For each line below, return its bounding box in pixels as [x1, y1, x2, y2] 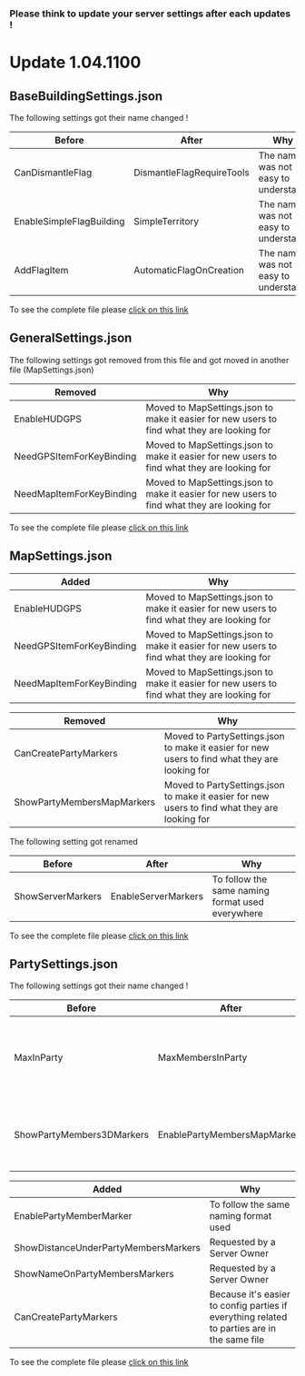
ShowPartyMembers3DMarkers [14, 1129, 150, 1142]
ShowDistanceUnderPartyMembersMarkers [14, 1242, 202, 1254]
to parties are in [209, 1322, 277, 1335]
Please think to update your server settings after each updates [9, 7, 291, 20]
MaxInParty [14, 1052, 64, 1064]
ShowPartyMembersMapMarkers [14, 796, 156, 808]
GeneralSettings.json [9, 331, 133, 346]
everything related [209, 1311, 288, 1323]
